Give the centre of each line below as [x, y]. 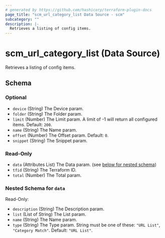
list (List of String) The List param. [49, 214]
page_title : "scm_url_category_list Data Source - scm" [65, 15]
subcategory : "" [22, 19]
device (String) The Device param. [48, 108]
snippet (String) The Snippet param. [50, 140]
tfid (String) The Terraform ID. [45, 170]
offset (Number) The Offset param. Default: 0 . [61, 135]
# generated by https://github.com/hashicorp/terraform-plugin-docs [78, 10]
